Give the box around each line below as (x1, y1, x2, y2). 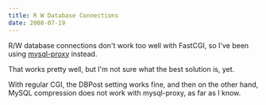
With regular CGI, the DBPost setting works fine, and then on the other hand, (8, 80, 259, 89)
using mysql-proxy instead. (8, 49, 98, 58)
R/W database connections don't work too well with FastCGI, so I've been (8, 40, 249, 50)
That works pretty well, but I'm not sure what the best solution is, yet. (8, 64, 235, 73)
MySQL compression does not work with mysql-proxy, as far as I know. (8, 88, 241, 97)
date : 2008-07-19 (8, 19, 66, 27)
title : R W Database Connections (8, 11, 119, 20)
